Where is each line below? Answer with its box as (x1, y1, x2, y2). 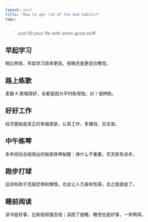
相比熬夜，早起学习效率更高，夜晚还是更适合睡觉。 (5, 60, 111, 66)
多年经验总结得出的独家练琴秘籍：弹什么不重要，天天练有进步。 (5, 151, 137, 157)
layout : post (5, 7, 33, 12)
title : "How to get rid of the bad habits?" (5, 12, 100, 17)
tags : (5, 16, 17, 21)
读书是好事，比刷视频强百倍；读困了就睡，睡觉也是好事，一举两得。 (5, 211, 146, 217)
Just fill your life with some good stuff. (17, 30, 97, 36)
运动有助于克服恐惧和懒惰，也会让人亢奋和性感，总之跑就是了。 (5, 181, 137, 187)
